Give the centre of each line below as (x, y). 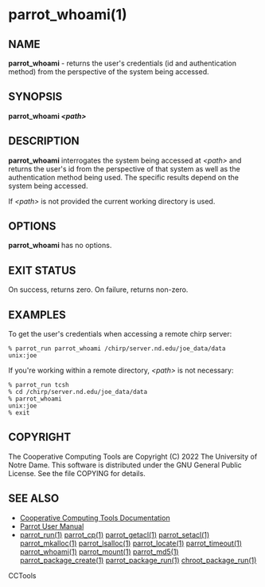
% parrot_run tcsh (39, 385)
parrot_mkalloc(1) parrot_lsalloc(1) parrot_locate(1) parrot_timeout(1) (131, 543)
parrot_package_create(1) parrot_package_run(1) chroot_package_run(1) (138, 560)
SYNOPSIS (35, 97)
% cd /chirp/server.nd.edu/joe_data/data (78, 392)
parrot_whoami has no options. (60, 246)
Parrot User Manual (52, 526)
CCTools (22, 575)
